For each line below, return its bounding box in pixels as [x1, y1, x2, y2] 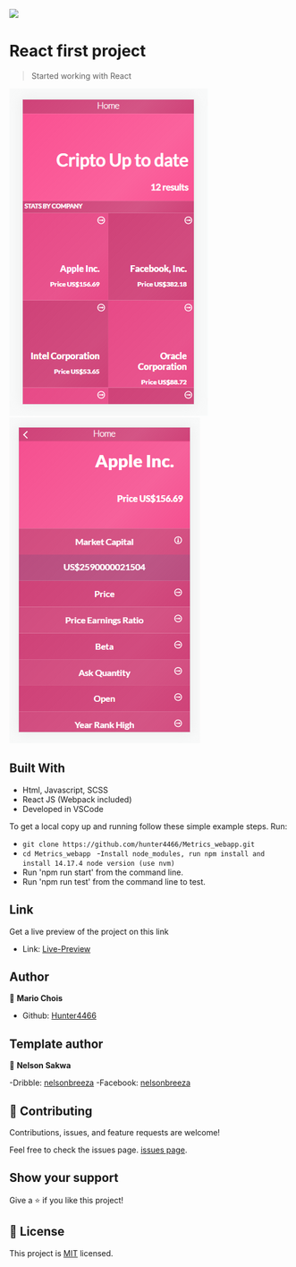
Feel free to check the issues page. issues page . [9, 1144, 188, 1155]
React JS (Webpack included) [21, 793, 132, 805]
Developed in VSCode [21, 803, 105, 814]
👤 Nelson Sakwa [9, 1060, 72, 1071]
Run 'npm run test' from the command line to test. [21, 876, 206, 886]
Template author [9, 1036, 104, 1051]
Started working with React [30, 70, 132, 81]
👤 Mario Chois [9, 993, 63, 1004]
